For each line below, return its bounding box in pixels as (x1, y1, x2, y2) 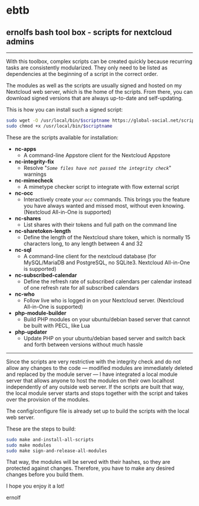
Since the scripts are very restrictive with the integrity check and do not (6, 358, 181, 365)
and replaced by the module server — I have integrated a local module (6, 371, 178, 378)
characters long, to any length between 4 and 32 (23, 240, 143, 247)
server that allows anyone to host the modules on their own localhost (6, 377, 175, 384)
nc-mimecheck (14, 176, 53, 184)
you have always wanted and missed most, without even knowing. (23, 202, 185, 209)
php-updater (14, 328, 47, 336)
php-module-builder (14, 309, 67, 317)
